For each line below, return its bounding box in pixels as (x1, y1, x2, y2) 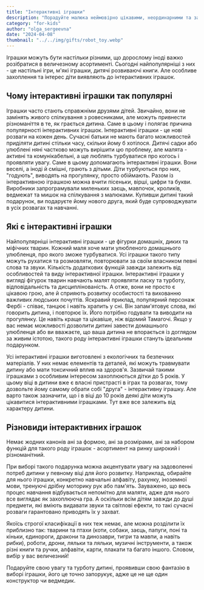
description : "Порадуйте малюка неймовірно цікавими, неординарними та (6, 15, 191, 21)
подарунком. (6, 341, 40, 349)
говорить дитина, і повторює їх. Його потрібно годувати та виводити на (6, 308, 192, 316)
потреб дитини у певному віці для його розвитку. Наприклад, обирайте (6, 470, 192, 477)
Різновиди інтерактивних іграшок (6, 422, 142, 432)
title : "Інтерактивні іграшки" (6, 9, 86, 15)
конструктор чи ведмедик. (6, 577, 76, 585)
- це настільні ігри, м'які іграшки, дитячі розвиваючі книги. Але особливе (6, 67, 197, 74)
